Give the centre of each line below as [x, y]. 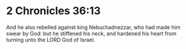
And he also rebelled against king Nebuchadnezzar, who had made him [93, 27]
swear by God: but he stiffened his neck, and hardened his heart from [91, 33]
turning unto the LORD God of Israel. [51, 40]
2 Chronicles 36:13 [53, 11]
